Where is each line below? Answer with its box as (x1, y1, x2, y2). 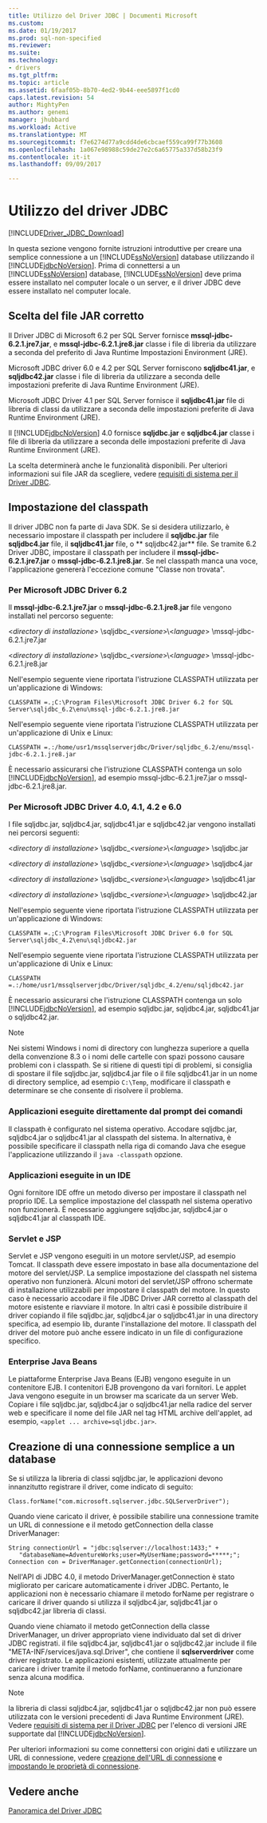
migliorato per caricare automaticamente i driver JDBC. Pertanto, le (8, 1581, 230, 1590)
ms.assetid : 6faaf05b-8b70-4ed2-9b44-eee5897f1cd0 (8, 86, 180, 94)
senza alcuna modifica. (8, 1673, 85, 1682)
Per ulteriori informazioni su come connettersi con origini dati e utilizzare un (8, 1745, 257, 1754)
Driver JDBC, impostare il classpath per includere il (8, 547, 176, 556)
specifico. (8, 1336, 41, 1346)
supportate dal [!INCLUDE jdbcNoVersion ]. (8, 1729, 146, 1739)
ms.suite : (8, 49, 41, 57)
